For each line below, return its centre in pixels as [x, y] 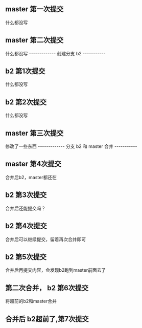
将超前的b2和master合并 [31, 301]
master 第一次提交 [34, 9]
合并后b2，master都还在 [31, 177]
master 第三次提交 [34, 133]
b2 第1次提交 [25, 71]
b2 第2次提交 [26, 102]
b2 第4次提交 [26, 226]
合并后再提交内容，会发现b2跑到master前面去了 [56, 270]
